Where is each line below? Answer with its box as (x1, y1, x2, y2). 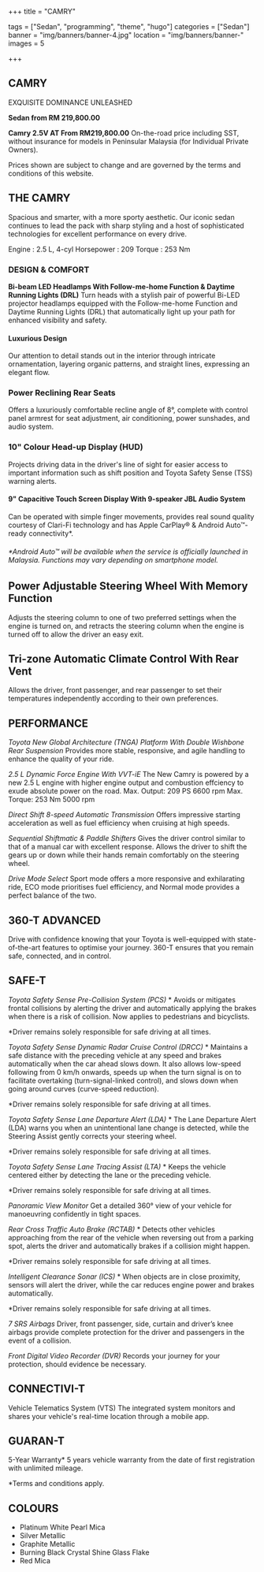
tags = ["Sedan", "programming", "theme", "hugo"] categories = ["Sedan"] (8, 22, 250, 31)
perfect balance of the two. (8, 890, 97, 901)
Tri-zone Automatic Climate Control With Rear (8, 652, 239, 665)
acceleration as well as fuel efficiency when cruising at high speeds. (8, 819, 230, 828)
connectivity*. (28, 528, 73, 538)
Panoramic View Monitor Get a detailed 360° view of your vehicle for (8, 1201, 232, 1210)
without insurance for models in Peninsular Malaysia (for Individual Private (8, 136, 249, 146)
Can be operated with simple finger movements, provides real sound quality (8, 511, 255, 521)
